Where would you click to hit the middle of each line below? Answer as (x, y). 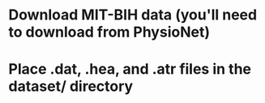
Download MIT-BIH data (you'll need (133, 15)
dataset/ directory (71, 86)
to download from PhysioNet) (109, 32)
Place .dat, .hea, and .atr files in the (130, 69)
